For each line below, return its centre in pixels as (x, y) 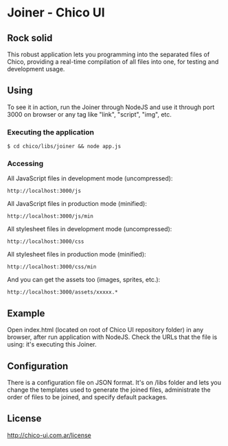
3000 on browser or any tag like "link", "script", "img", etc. (89, 114)
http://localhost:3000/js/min (50, 216)
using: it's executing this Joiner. (52, 344)
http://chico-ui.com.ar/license (49, 435)
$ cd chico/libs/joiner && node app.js (64, 146)
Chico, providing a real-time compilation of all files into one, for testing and (113, 62)
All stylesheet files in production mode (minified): (77, 255)
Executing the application (51, 132)
